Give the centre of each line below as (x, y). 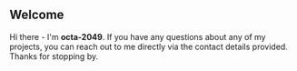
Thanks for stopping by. (54, 56)
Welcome (37, 15)
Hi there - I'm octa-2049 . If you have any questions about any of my (138, 36)
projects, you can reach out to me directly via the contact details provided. (148, 46)
